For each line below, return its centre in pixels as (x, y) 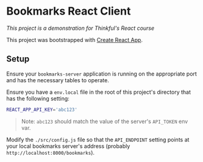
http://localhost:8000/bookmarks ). (51, 152)
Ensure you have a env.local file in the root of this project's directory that (98, 92)
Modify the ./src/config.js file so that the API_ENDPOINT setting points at (98, 139)
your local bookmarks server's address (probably (68, 146)
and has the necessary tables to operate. (58, 80)
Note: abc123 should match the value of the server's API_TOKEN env (105, 121)
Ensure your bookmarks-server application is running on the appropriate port (101, 74)
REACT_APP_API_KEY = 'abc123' (42, 110)
